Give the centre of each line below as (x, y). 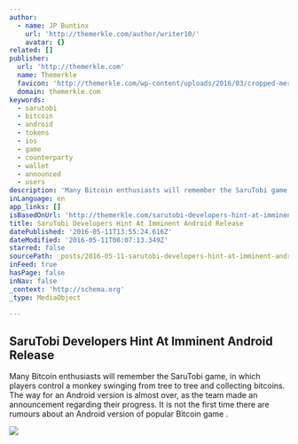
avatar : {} (45, 42)
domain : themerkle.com (59, 91)
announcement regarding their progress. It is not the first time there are (139, 405)
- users (31, 183)
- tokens (33, 133)
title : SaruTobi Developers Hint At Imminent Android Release (126, 223)
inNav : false (33, 281)
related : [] (31, 51)
